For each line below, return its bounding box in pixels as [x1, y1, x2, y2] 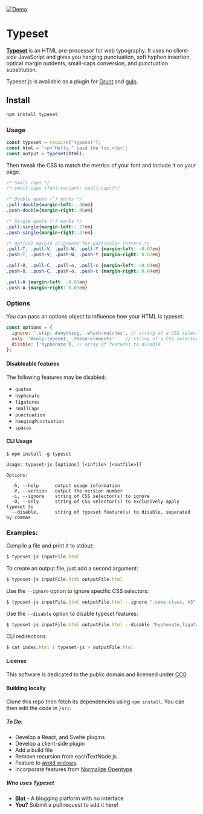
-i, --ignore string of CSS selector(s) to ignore [11, 493, 150, 499]
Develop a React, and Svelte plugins [14, 733, 105, 740]
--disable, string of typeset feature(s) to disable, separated [11, 509, 190, 515]
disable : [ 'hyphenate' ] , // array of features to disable [11, 341, 161, 347]
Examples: [6, 528, 38, 537]
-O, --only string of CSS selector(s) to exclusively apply [11, 499, 180, 505]
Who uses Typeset [6, 780, 54, 787]
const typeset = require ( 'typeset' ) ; [6, 139, 101, 145]
